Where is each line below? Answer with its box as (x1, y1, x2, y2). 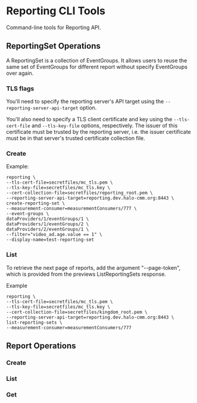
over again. (6, 70, 34, 77)
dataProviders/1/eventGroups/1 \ (6, 216, 89, 222)
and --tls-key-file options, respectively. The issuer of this (32, 122, 178, 129)
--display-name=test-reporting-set (6, 237, 95, 243)
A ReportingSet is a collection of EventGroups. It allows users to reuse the (6, 56, 187, 64)
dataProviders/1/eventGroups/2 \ (6, 221, 89, 227)
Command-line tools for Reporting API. (6, 24, 101, 31)
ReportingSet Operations (6, 41, 101, 51)
